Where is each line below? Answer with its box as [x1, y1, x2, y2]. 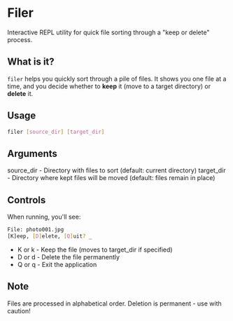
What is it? [7, 56, 55, 68]
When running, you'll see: [7, 212, 81, 221]
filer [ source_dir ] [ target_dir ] [7, 128, 105, 135]
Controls [7, 194, 46, 206]
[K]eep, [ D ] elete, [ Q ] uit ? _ [7, 233, 92, 240]
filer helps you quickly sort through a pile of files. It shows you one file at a [7, 74, 227, 83]
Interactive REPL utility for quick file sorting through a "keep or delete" [7, 28, 210, 36]
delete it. [7, 89, 34, 97]
